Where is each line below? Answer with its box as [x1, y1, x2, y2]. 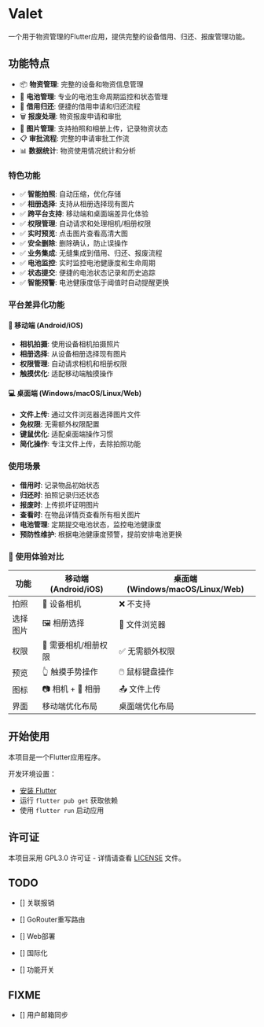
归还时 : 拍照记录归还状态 [19, 489, 100, 500]
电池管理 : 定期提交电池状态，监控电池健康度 [19, 519, 162, 529]
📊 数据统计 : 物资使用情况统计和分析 [19, 146, 136, 155]
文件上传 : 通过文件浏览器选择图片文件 [19, 410, 141, 419]
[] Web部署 [19, 932, 56, 941]
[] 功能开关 [19, 965, 55, 974]
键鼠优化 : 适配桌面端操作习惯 [19, 430, 114, 439]
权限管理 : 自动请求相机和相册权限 [19, 359, 127, 368]
